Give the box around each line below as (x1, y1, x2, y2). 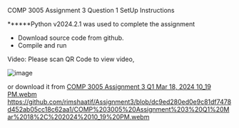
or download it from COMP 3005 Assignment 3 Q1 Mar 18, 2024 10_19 (7, 82, 212, 91)
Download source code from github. (17, 33, 124, 42)
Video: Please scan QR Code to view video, (7, 55, 135, 63)
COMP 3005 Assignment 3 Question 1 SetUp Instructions (7, 6, 175, 14)
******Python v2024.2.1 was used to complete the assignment (7, 20, 195, 28)
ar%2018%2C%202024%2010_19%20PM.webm (7, 113, 150, 121)
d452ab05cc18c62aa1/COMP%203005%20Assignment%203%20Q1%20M (7, 105, 230, 113)
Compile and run (17, 41, 67, 49)
